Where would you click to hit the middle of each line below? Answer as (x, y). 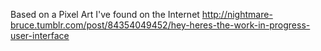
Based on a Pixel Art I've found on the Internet (105, 14)
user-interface (40, 35)
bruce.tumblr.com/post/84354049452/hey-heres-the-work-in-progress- (160, 25)
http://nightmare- (237, 14)
